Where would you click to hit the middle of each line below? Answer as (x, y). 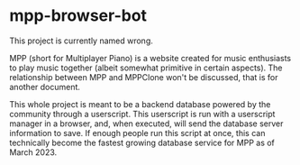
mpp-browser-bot (78, 16)
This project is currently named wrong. (81, 41)
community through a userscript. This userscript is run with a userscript (142, 114)
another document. (45, 87)
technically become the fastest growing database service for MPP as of (142, 142)
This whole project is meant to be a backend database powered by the (140, 104)
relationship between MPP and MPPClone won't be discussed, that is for (144, 77)
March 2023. (33, 152)
